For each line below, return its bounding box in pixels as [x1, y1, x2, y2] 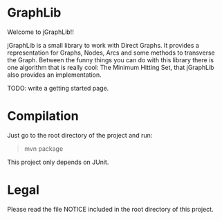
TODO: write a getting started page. [7, 84, 109, 92]
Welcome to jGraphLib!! [7, 28, 74, 36]
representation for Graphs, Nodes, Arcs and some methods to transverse [7, 48, 216, 57]
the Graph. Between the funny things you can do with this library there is [7, 55, 214, 64]
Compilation [7, 109, 79, 124]
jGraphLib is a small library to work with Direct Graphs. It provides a [7, 41, 199, 49]
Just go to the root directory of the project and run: [7, 131, 153, 139]
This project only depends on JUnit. [7, 158, 109, 166]
